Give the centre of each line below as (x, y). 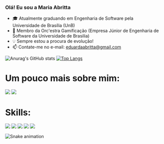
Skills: (18, 113)
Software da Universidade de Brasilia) (51, 36)
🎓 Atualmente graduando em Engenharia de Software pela (73, 18)
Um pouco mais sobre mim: (62, 78)
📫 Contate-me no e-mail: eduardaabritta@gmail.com (67, 47)
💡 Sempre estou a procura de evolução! (53, 41)
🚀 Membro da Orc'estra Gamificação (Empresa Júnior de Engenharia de (86, 31)
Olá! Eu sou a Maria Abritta (38, 7)
